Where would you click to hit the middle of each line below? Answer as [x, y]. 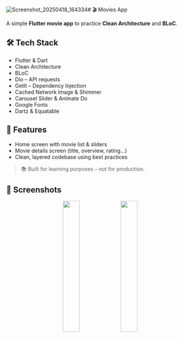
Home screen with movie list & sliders [61, 144]
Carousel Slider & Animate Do [51, 98]
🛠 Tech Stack [32, 43]
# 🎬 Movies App [108, 10]
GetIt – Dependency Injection [50, 85]
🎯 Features [27, 130]
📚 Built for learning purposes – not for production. [83, 169]
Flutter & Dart [31, 60]
